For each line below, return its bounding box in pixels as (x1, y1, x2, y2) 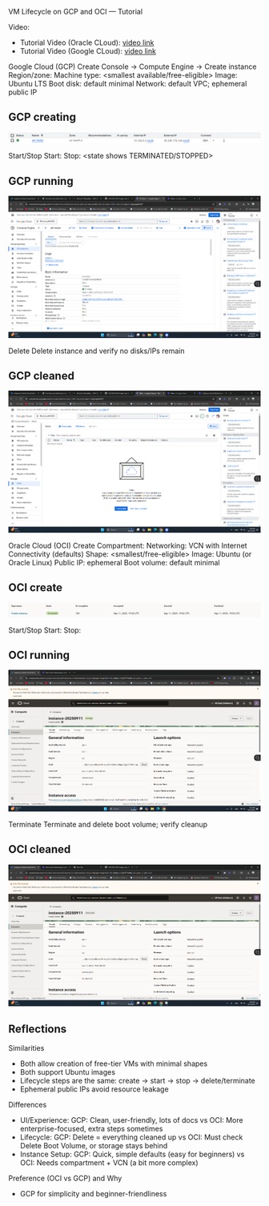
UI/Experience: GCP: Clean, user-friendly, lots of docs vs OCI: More (19, 1116, 243, 1124)
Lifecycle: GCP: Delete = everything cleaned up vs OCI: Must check (19, 1132, 243, 1142)
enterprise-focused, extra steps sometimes (19, 1124, 163, 1133)
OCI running (8, 648, 70, 661)
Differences (8, 1100, 47, 1109)
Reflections (8, 1022, 67, 1035)
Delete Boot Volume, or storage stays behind (19, 1141, 168, 1150)
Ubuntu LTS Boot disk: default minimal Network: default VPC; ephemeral (8, 79, 247, 88)
